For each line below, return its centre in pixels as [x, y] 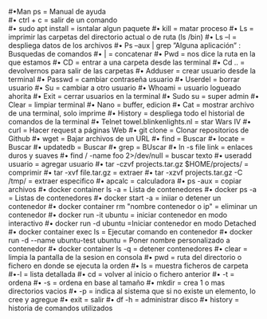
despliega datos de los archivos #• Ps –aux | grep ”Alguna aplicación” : [125, 45]
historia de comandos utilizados [61, 308]
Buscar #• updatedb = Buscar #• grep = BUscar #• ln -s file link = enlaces [131, 147]
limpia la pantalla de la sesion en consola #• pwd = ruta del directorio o [125, 257]
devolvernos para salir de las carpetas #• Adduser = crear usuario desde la [132, 71]
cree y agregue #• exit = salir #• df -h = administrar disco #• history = [124, 299]
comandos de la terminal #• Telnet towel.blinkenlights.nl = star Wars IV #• [130, 122]
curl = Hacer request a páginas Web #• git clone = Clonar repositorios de [129, 130]
